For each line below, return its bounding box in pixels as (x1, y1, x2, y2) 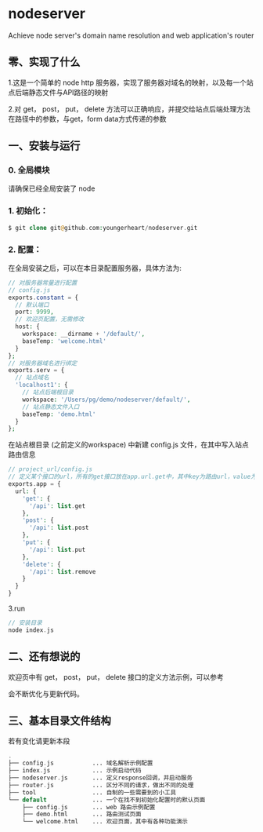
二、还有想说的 (8, 650, 81, 663)
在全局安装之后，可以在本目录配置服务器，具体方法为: (8, 263, 182, 272)
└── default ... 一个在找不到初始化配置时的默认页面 (8, 796, 206, 804)
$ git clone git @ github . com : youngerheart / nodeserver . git (8, 224, 198, 232)
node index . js (8, 626, 55, 634)
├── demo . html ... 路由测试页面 (22, 810, 142, 819)
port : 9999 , (15, 308, 55, 316)
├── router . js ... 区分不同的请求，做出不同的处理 (8, 781, 194, 789)
